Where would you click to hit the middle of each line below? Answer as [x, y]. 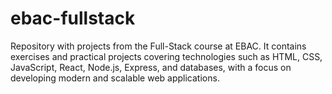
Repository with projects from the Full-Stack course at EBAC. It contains [158, 46]
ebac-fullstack [73, 18]
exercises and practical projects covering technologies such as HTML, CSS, [166, 56]
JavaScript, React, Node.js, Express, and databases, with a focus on [151, 67]
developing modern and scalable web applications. [115, 78]
